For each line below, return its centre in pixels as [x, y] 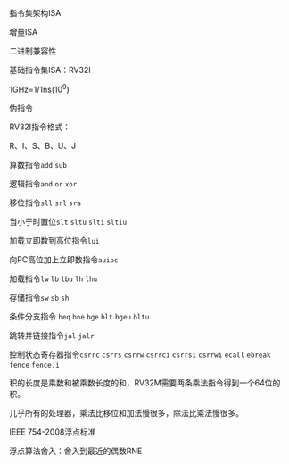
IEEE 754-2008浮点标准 [53, 432]
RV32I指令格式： [40, 127]
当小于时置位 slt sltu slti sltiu [68, 221]
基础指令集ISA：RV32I [50, 70]
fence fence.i [34, 365]
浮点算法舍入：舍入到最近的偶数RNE [76, 451]
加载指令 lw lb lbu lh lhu [54, 278]
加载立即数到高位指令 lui [54, 240]
